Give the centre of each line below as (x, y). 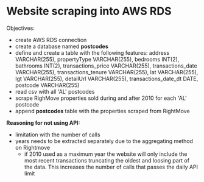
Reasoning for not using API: (43, 122)
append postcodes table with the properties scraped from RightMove (102, 111)
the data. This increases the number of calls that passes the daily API (111, 167)
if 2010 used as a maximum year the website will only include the (106, 154)
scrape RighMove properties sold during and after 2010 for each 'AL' (101, 98)
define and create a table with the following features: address (92, 52)
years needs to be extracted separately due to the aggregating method (104, 141)
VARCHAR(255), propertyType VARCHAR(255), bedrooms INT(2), (97, 59)
